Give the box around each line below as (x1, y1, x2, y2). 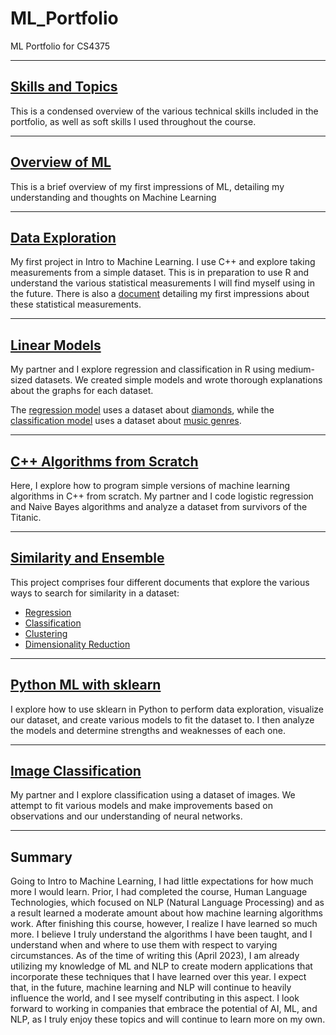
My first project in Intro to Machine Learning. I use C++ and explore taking (10, 256, 316, 268)
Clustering (24, 627, 68, 639)
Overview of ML (10, 154, 112, 171)
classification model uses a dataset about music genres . (10, 415, 242, 427)
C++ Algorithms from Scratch (10, 453, 199, 470)
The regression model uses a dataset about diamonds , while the (10, 404, 275, 416)
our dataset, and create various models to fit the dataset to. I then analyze (10, 713, 315, 726)
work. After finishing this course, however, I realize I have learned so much (10, 918, 318, 930)
